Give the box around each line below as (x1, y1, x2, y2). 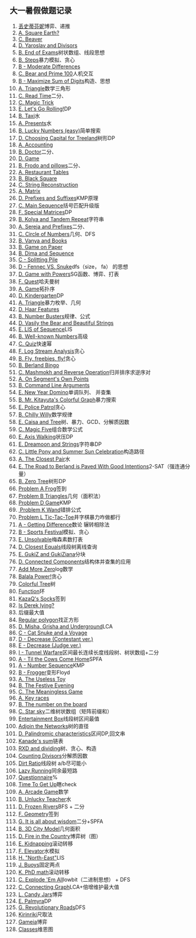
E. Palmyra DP (18, 897, 52, 904)
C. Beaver (18, 35, 43, 43)
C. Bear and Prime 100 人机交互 (18, 70, 94, 77)
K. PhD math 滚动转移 (18, 868, 70, 876)
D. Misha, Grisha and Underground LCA (18, 623, 113, 630)
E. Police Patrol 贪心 (18, 403, 66, 410)
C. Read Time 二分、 (18, 92, 67, 99)
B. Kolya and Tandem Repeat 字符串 (18, 215, 104, 222)
